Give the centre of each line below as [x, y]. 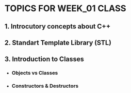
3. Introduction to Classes [44, 59]
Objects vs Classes [35, 73]
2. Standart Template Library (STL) [58, 42]
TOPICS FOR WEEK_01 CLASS [65, 8]
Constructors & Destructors [45, 86]
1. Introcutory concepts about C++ [58, 26]
